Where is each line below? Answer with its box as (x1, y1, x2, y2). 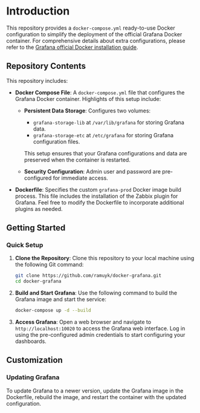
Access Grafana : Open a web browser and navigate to (15, 319, 152, 326)
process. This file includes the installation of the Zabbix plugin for (15, 192, 178, 200)
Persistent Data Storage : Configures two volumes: (24, 107, 151, 114)
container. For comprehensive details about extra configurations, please (6, 37, 185, 44)
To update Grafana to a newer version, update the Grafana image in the (6, 387, 184, 394)
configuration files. (33, 138, 80, 145)
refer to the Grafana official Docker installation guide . (6, 44, 138, 51)
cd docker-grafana (15, 278, 62, 285)
